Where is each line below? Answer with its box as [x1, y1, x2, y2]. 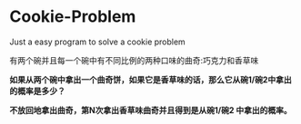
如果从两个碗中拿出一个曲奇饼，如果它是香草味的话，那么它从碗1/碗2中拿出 [9, 74, 293, 85]
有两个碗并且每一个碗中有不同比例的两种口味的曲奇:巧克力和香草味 [9, 54, 259, 65]
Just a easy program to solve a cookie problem [9, 36, 186, 47]
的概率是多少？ [9, 85, 65, 96]
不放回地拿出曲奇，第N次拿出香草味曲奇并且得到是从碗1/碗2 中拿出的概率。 [9, 104, 293, 115]
